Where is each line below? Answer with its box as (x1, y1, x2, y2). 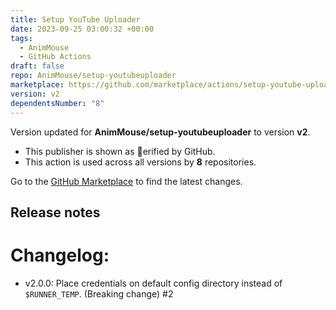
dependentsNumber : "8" (10, 98, 105, 108)
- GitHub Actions (19, 52, 92, 62)
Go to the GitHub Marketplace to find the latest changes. (10, 175, 243, 187)
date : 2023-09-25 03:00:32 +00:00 (10, 24, 155, 34)
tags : (10, 33, 33, 43)
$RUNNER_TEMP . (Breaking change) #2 (24, 287, 174, 300)
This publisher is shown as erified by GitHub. (24, 145, 216, 157)
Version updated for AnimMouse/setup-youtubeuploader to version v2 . (10, 126, 311, 138)
